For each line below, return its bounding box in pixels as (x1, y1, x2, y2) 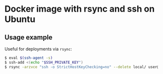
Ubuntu (4, 14, 36, 25)
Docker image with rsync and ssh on (4, 3, 155, 15)
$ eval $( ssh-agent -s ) (4, 55, 53, 60)
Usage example (4, 33, 53, 41)
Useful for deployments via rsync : (4, 46, 72, 52)
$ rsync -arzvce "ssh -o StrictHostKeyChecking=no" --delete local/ (4, 64, 146, 69)
